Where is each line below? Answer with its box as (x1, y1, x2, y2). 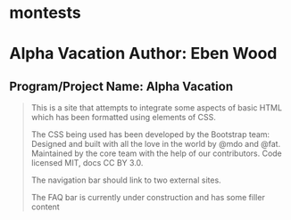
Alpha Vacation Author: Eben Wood (9, 44, 278, 64)
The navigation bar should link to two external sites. (30, 175, 221, 185)
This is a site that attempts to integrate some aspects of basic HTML (30, 102, 283, 113)
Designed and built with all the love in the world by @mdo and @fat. (30, 139, 281, 150)
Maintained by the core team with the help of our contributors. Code (30, 148, 283, 159)
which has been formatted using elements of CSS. (30, 112, 216, 123)
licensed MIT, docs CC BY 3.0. (30, 158, 144, 168)
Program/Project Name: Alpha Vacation (9, 78, 234, 94)
